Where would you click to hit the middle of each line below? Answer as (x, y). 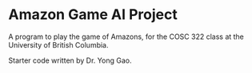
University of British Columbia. (59, 44)
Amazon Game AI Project (93, 15)
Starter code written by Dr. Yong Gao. (70, 60)
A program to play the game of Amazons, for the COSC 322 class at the (126, 36)
